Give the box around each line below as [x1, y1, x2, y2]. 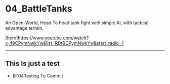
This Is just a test [5, 59, 60, 68]
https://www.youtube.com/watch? [17, 35, 89, 41]
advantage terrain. [5, 25, 44, 31]
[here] [5, 35, 18, 41]
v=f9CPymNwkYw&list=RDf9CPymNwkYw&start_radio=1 [5, 40, 124, 46]
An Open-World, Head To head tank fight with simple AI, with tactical [5, 20, 149, 26]
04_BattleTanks [5, 3, 72, 15]
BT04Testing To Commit [12, 72, 63, 78]
